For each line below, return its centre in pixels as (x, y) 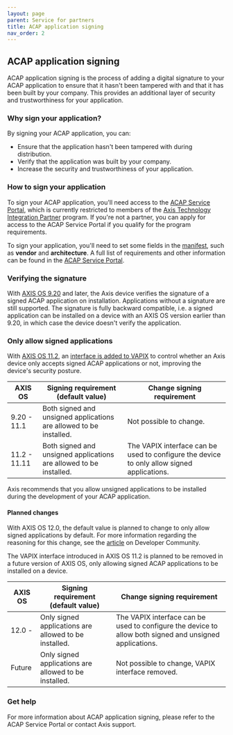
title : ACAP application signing (55, 26)
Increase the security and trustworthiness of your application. (105, 169)
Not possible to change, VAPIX (165, 663)
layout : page (26, 14)
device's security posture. (44, 371)
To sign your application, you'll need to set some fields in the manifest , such (116, 245)
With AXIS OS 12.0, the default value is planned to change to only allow (109, 528)
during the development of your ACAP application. (79, 497)
